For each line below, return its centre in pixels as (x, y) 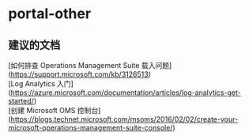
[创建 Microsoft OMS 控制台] (55, 110)
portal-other (50, 14)
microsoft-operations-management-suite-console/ (91, 128)
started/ (21, 101)
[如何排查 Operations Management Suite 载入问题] (90, 65)
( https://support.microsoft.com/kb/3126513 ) (80, 74)
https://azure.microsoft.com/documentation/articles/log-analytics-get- (126, 93)
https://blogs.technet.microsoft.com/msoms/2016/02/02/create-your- (124, 119)
